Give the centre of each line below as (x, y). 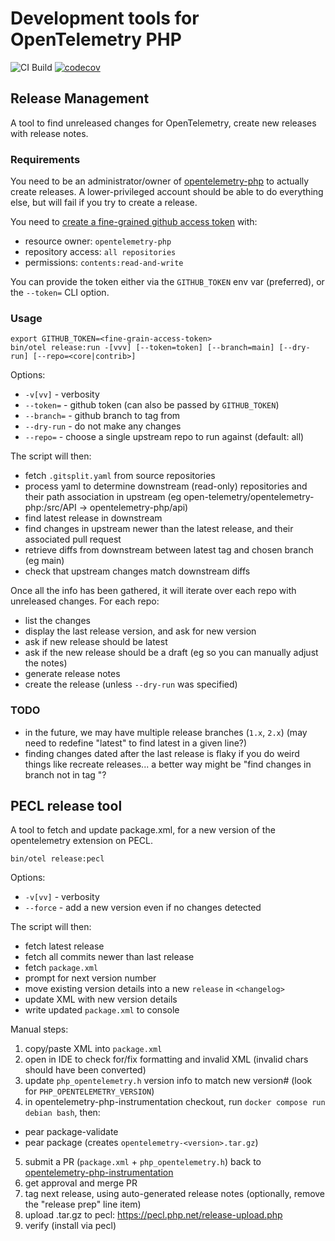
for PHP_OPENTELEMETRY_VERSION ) (89, 1091)
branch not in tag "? (65, 774)
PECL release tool (66, 806)
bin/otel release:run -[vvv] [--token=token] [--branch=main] (142, 348)
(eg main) (44, 561)
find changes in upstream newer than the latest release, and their (159, 529)
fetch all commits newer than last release (109, 957)
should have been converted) (85, 1070)
